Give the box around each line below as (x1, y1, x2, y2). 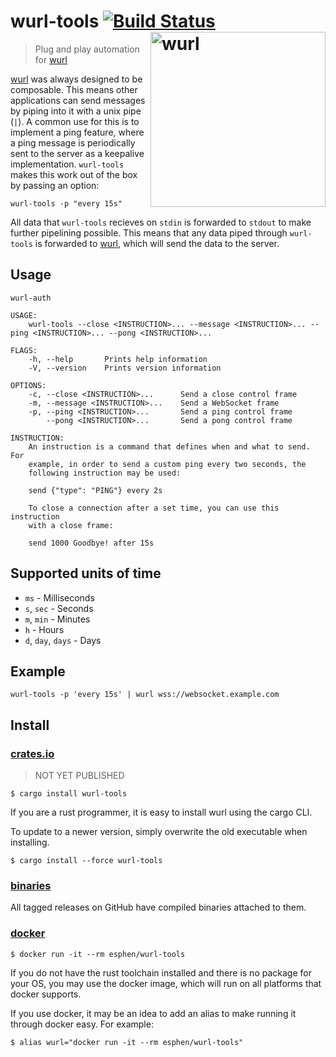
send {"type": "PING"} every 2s (28, 485, 163, 495)
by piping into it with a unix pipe (10, 105, 142, 117)
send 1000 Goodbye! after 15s (28, 538, 155, 548)
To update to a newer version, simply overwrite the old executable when (10, 826, 308, 838)
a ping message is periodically (10, 136, 136, 149)
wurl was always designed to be (10, 73, 143, 85)
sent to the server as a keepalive (10, 147, 145, 159)
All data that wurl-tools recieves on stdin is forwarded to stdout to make (10, 216, 312, 228)
